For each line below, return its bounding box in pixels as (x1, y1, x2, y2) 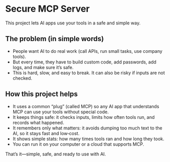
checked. (12, 75, 32, 81)
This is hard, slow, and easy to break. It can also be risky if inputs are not (12, 70, 165, 76)
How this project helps (5, 90, 78, 99)
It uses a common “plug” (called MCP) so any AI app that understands (12, 103, 159, 109)
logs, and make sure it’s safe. (12, 64, 74, 70)
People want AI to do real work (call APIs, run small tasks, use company (12, 48, 162, 54)
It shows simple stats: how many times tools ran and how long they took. (12, 136, 165, 142)
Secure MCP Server (5, 3, 90, 15)
